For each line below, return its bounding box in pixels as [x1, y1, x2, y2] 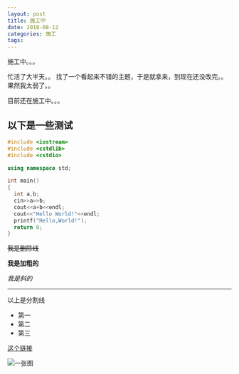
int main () [7, 177, 40, 185]
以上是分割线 [7, 296, 45, 304]
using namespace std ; [7, 164, 72, 171]
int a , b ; [14, 191, 40, 198]
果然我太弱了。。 [7, 81, 55, 90]
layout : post [7, 10, 46, 18]
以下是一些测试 [7, 119, 73, 132]
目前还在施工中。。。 [7, 97, 64, 105]
